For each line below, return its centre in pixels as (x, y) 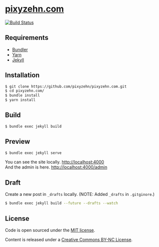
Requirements (27, 38)
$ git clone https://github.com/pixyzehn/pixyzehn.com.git (66, 86)
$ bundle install (23, 95)
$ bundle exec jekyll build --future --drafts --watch (62, 203)
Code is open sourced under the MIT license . (50, 230)
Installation (22, 75)
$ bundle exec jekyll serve (33, 153)
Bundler (20, 49)
